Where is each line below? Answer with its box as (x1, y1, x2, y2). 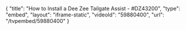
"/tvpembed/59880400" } (5, 18, 69, 24)
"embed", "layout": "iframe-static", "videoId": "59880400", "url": (5, 11, 165, 18)
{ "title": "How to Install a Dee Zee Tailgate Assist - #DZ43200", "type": (5, 5, 181, 12)
